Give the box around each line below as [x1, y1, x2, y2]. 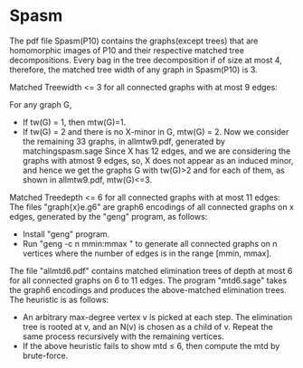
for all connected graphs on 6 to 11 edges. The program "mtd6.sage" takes [9, 275, 288, 286]
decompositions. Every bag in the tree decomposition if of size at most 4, [9, 54, 282, 65]
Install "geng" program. [22, 228, 110, 240]
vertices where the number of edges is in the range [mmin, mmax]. [22, 248, 272, 259]
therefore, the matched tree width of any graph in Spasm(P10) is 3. [9, 64, 258, 75]
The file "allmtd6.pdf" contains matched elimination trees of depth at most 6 [9, 265, 293, 276]
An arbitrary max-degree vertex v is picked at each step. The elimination [22, 311, 293, 322]
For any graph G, [9, 99, 72, 109]
